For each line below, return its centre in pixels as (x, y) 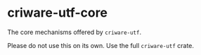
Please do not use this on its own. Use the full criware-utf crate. (101, 45)
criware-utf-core (57, 13)
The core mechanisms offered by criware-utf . (74, 32)
